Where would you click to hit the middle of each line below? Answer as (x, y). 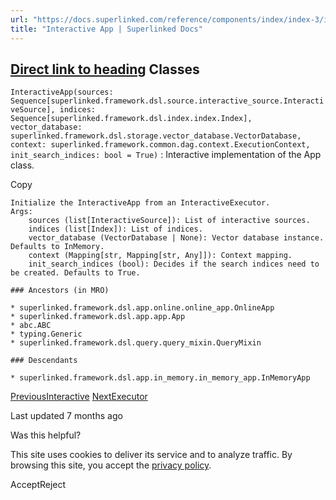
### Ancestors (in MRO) (60, 291)
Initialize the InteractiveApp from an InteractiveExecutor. (140, 203)
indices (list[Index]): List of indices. (115, 229)
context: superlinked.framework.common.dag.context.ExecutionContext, (160, 145)
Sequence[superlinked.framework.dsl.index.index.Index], (131, 119)
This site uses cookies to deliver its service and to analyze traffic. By (151, 455)
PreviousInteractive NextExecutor (79, 397)
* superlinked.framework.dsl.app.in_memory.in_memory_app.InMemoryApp (160, 378)
